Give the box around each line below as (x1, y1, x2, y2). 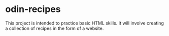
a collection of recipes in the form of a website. (5, 25, 104, 31)
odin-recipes (5, 3, 61, 15)
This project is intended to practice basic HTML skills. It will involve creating (5, 20, 164, 26)
